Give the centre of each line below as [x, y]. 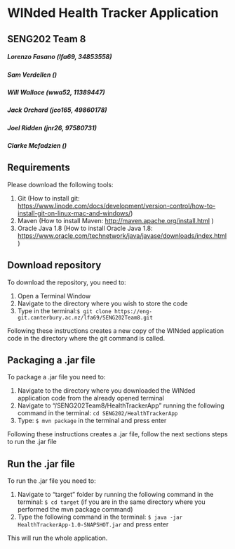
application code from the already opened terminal [91, 398]
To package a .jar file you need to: [56, 377]
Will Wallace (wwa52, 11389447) [56, 92]
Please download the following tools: [60, 184]
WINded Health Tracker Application [113, 13]
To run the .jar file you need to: [52, 481]
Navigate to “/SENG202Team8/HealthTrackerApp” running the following [121, 405]
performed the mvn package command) [75, 510]
